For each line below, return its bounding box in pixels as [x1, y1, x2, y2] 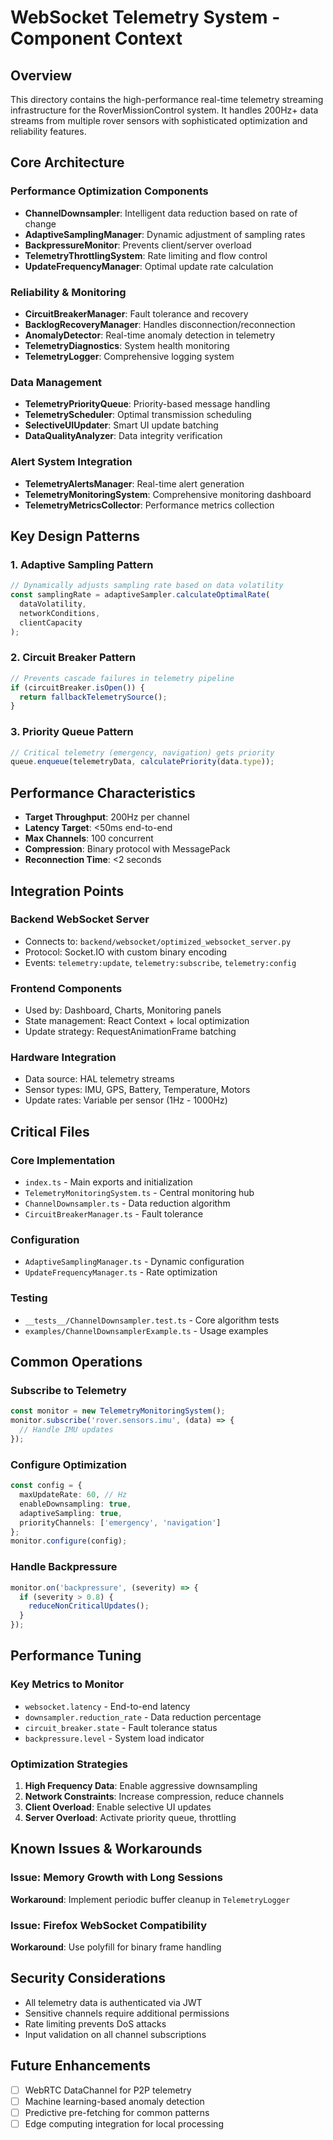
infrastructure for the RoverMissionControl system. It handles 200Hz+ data [10, 104, 319, 116]
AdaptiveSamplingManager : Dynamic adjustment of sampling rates [24, 228, 306, 240]
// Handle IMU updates [19, 1425, 114, 1435]
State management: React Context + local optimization [24, 1015, 250, 1027]
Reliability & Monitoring [10, 285, 127, 299]
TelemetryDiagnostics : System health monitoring [24, 339, 230, 351]
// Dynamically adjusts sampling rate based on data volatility [10, 581, 284, 591]
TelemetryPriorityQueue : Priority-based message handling [24, 398, 271, 410]
